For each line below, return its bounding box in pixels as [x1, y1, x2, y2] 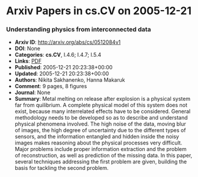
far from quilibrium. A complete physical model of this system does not [14, 102, 188, 109]
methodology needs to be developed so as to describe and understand [14, 114, 188, 121]
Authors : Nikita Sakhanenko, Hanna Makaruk [14, 76, 125, 83]
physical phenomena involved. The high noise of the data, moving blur [14, 120, 186, 128]
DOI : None [14, 45, 40, 52]
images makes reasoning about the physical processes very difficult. [14, 139, 183, 146]
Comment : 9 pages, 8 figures [14, 83, 87, 90]
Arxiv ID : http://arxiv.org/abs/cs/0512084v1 [14, 38, 121, 46]
